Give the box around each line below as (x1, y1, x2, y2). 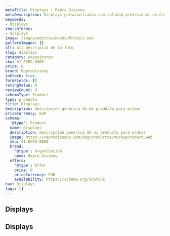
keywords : (5, 17, 26, 22)
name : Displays (10, 125, 42, 130)
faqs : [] (5, 186, 24, 191)
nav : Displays (5, 182, 35, 187)
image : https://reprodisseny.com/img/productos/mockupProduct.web (10, 135, 153, 140)
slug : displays (5, 50, 37, 55)
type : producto (5, 97, 37, 102)
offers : (10, 158, 26, 163)
